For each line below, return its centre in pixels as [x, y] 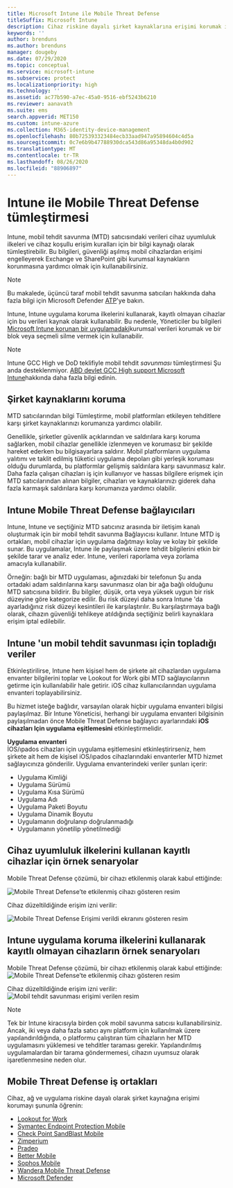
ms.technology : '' [34, 91]
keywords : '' [26, 33]
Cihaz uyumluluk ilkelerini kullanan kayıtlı [99, 851]
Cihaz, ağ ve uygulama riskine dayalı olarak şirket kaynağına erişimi [103, 1098]
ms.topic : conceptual [38, 65]
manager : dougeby [32, 53]
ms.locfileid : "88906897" [44, 168]
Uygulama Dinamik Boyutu [55, 814]
